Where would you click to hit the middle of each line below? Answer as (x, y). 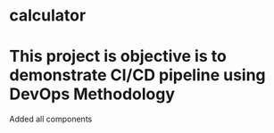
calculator (48, 16)
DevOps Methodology (92, 94)
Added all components (51, 119)
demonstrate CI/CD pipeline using (137, 75)
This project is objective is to (118, 57)
